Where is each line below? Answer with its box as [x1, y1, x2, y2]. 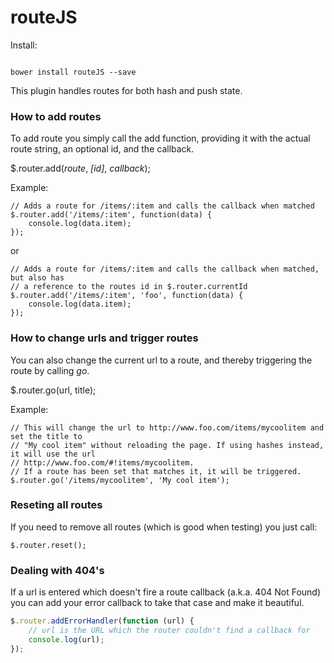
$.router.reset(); [10, 540, 87, 550]
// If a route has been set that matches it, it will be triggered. [10, 466, 302, 476]
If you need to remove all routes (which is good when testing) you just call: [10, 521, 318, 533]
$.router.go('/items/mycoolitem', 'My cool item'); [10, 475, 230, 485]
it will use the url [10, 449, 97, 459]
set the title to [10, 431, 83, 441]
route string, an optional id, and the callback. [10, 143, 195, 155]
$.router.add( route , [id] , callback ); [10, 162, 151, 175]
